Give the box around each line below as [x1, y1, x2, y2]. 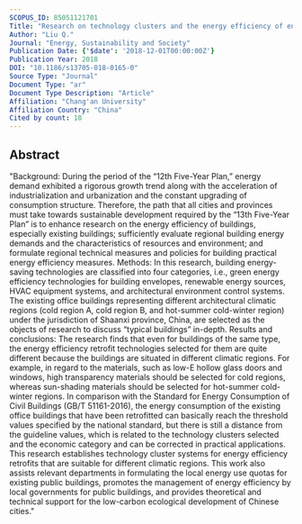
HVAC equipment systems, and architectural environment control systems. [9, 285, 285, 296]
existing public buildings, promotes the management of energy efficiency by [9, 476, 292, 487]
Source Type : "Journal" [9, 72, 99, 81]
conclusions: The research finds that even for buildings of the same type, [9, 333, 281, 344]
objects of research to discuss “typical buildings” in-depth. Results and [9, 323, 272, 334]
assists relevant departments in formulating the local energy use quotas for [9, 467, 288, 478]
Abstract [9, 147, 60, 162]
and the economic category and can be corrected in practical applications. [9, 438, 286, 449]
